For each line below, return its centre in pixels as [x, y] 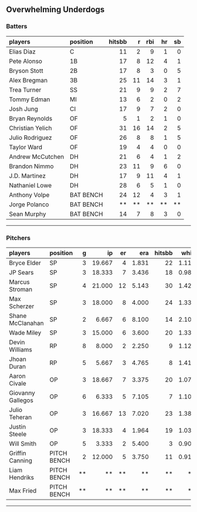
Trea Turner [25, 89]
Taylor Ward [26, 147]
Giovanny [22, 393]
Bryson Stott [26, 71]
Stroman [21, 289]
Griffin [18, 453]
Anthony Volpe [29, 195]
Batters [17, 26]
